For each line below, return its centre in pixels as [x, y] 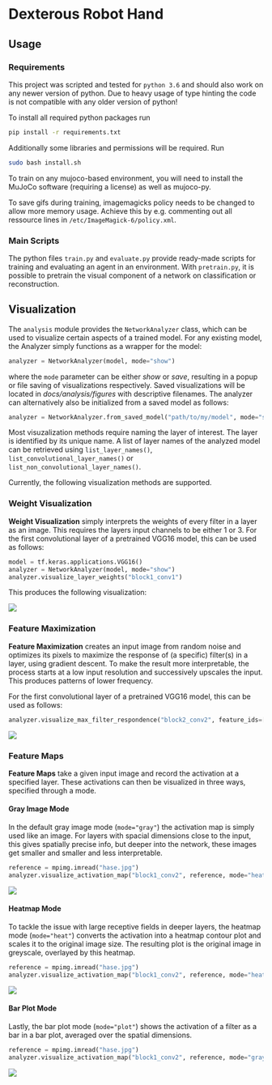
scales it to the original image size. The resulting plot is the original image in [135, 944]
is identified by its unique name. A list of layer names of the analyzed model [134, 441]
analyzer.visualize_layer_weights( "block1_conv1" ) [96, 577]
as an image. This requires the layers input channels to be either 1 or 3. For [133, 530]
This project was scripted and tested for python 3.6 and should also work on [136, 84]
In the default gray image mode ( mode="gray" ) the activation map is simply [132, 828]
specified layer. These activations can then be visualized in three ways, [127, 781]
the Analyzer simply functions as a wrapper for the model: [105, 346]
